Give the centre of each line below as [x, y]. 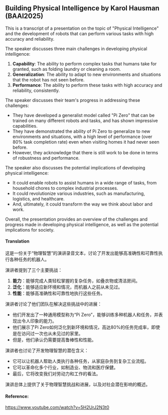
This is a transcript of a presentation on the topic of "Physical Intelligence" [82, 28]
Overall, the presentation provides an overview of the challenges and [76, 219]
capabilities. [25, 126]
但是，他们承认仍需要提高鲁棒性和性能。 [54, 340]
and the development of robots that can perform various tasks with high [79, 33]
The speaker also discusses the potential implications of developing [75, 167]
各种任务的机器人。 [29, 260]
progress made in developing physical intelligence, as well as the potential [82, 224]
